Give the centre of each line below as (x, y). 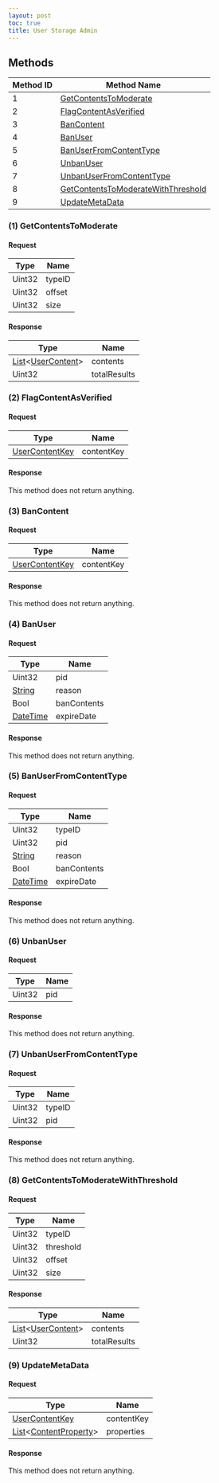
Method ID (33, 85)
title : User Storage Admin (53, 30)
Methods (31, 63)
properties (126, 1431)
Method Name (134, 85)
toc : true (25, 23)
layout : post (30, 16)
